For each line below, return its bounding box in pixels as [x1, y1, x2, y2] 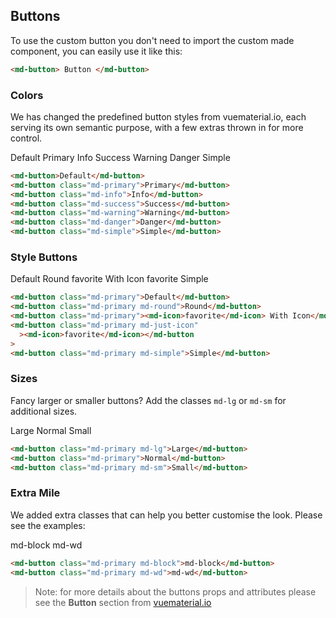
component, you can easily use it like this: [10, 45, 183, 57]
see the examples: [10, 519, 86, 531]
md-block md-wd [10, 539, 83, 551]
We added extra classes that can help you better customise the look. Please [10, 509, 323, 521]
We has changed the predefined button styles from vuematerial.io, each [10, 110, 307, 123]
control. [10, 132, 43, 144]
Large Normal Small [10, 424, 92, 436]
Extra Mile [10, 486, 61, 500]
